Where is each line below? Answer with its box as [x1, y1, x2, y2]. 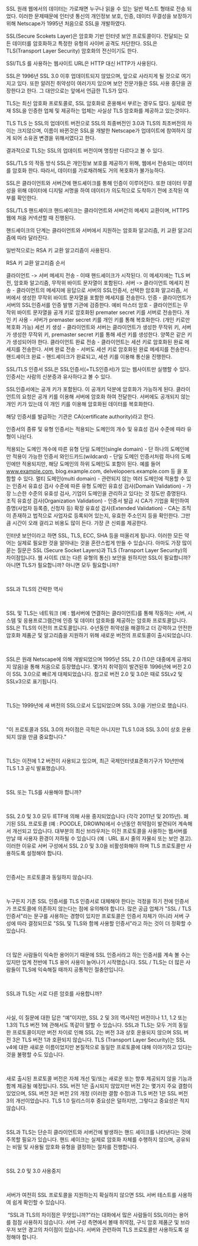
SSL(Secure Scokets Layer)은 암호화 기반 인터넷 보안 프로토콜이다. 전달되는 [6, 33, 183, 40]
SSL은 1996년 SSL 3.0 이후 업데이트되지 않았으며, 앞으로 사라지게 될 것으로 [6, 73, 180, 79]
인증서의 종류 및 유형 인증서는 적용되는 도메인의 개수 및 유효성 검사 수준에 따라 [6, 426, 186, 433]
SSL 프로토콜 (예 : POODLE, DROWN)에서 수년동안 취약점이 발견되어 [17, 820, 177, 827]
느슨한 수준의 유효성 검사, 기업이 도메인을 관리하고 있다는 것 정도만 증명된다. [12, 490, 187, 497]
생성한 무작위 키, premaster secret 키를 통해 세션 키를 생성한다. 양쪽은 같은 [12, 331, 186, 338]
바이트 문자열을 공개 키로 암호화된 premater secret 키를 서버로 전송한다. [17, 309, 184, 316]
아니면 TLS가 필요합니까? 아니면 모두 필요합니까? [6, 562, 119, 569]
